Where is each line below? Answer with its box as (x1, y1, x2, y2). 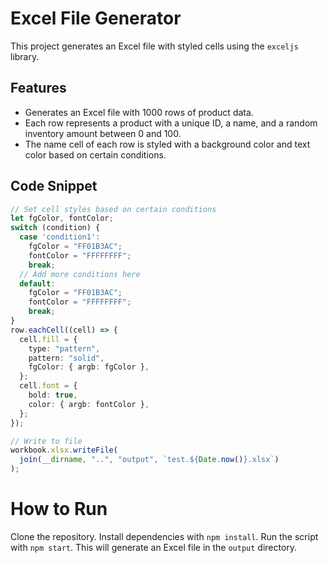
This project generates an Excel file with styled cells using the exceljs (10, 40, 299, 52)
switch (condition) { (10, 223, 101, 233)
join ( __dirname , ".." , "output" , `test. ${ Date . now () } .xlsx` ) (19, 455, 280, 465)
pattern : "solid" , (28, 353, 105, 363)
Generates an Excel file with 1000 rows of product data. (24, 106, 254, 118)
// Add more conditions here (19, 269, 141, 279)
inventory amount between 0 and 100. (24, 127, 182, 139)
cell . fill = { (19, 334, 78, 344)
